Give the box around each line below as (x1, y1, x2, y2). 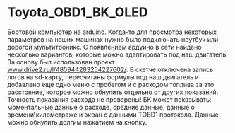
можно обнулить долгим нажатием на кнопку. (7, 117, 147, 126)
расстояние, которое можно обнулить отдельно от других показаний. (7, 88, 219, 96)
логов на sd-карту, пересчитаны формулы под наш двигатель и (7, 72, 199, 81)
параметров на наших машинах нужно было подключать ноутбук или (7, 35, 219, 43)
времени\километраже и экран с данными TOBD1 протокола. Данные (7, 110, 219, 119)
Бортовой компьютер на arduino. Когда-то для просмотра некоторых (7, 28, 217, 36)
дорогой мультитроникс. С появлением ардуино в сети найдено (7, 42, 203, 51)
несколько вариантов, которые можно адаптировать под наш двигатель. (7, 50, 228, 59)
